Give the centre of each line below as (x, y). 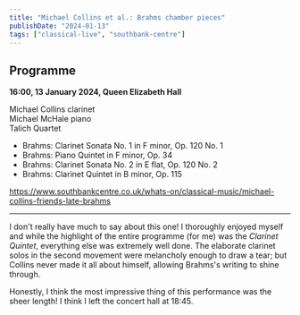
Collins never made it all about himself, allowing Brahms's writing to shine (144, 265)
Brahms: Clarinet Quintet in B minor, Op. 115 (102, 175)
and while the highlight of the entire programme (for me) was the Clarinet (144, 236)
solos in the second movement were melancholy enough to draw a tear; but (148, 255)
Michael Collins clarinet (52, 109)
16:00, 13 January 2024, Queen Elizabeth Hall (96, 92)
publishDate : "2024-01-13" (59, 26)
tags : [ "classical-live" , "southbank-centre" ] (97, 34)
